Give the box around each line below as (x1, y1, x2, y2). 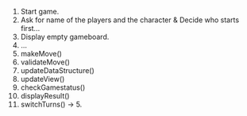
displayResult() (20, 91, 70, 100)
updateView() (20, 75, 65, 83)
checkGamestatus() (20, 83, 86, 92)
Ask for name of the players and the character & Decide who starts (20, 15, 240, 25)
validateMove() (20, 57, 71, 67)
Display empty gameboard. (20, 32, 110, 41)
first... (20, 24, 41, 33)
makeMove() (20, 49, 63, 58)
